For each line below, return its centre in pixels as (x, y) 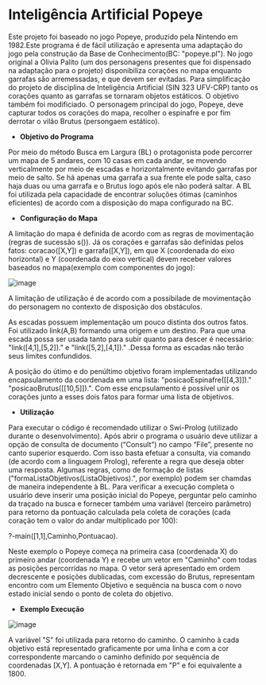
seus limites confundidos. (50, 356)
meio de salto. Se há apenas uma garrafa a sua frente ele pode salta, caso (130, 177)
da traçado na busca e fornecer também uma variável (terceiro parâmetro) (130, 504)
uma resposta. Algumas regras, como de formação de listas (106, 469)
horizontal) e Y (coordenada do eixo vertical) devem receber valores (120, 259)
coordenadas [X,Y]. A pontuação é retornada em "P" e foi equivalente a (125, 665)
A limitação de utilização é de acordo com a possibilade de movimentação (130, 298)
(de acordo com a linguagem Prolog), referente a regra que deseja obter (126, 461)
